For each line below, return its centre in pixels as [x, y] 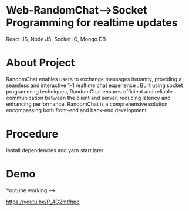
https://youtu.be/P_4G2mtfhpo [43, 202]
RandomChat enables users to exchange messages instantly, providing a [94, 79]
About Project [41, 63]
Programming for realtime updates [92, 23]
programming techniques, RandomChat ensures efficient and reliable [90, 91]
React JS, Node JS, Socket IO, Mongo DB [56, 39]
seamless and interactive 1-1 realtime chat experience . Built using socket [95, 85]
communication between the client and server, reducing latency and [88, 98]
